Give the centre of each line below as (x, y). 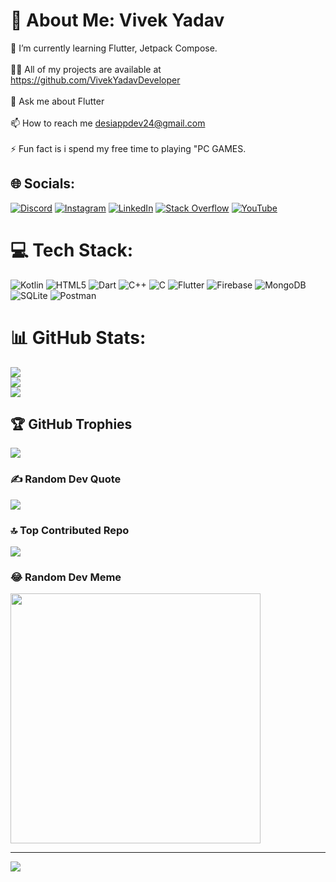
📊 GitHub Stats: (78, 337)
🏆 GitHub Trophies (71, 424)
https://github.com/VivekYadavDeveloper (95, 80)
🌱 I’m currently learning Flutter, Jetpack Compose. (114, 48)
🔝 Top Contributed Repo (70, 530)
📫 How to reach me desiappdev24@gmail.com (108, 123)
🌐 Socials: (43, 184)
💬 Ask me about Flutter (57, 101)
